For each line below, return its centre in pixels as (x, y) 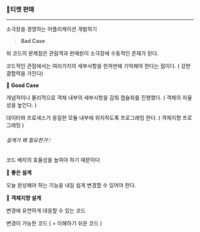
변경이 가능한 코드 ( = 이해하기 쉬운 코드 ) (54, 223)
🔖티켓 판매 (20, 9)
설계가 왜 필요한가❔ (29, 140)
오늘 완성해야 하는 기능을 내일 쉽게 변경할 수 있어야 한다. (71, 185)
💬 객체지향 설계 (24, 197)
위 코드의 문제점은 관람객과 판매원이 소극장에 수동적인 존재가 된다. (82, 53)
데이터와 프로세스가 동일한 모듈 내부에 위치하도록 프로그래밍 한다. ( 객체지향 (94, 118)
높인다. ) (27, 105)
